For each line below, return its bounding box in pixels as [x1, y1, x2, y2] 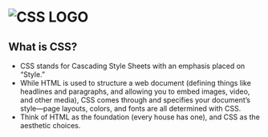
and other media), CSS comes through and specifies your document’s [19, 95, 251, 104]
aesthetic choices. [19, 121, 81, 130]
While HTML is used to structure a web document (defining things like [19, 79, 251, 87]
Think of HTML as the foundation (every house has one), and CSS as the [19, 112, 261, 122]
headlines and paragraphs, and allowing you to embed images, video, [19, 87, 250, 96]
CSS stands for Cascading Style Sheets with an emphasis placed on [19, 61, 246, 71]
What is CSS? [8, 40, 78, 54]
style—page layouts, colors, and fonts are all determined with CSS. [19, 104, 242, 113]
